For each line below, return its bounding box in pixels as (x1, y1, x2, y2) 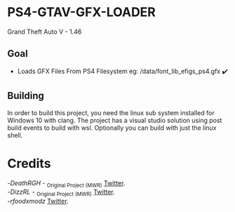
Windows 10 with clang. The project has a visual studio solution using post (7, 116, 222, 124)
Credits (7, 155, 51, 171)
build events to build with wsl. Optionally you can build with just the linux (7, 124, 217, 132)
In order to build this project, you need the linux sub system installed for (7, 108, 215, 117)
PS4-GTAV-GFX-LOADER (7, 4, 156, 20)
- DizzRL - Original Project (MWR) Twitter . (7, 187, 116, 198)
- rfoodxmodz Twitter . (7, 197, 69, 206)
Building (7, 90, 44, 102)
